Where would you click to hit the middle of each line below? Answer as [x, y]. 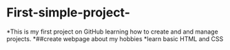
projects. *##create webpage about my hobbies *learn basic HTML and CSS [115, 38]
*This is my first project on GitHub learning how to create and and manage [112, 32]
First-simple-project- [68, 13]
